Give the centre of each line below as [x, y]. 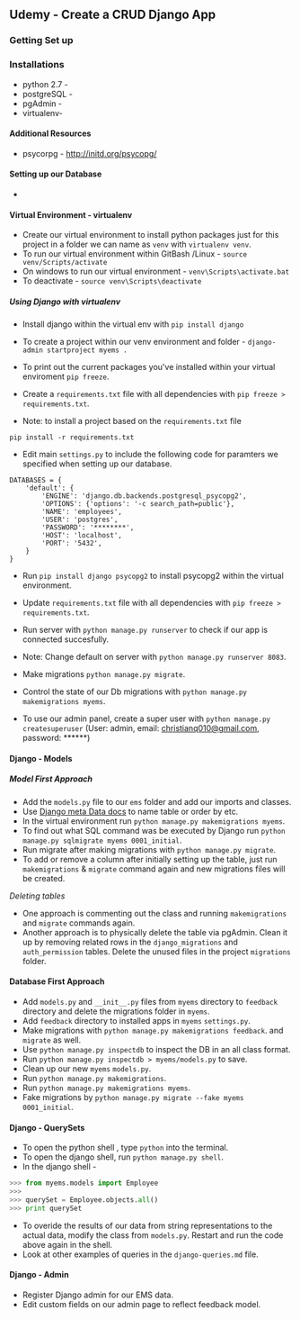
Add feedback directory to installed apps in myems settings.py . [137, 1020]
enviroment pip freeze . [66, 376]
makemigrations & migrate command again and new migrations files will [154, 869]
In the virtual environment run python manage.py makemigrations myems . [154, 821]
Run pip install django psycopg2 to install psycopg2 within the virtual [153, 576]
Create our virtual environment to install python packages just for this [150, 235]
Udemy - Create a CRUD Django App [113, 15]
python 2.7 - [45, 84]
